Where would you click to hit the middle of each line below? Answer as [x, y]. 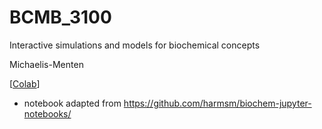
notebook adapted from [72, 103]
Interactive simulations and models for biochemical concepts [135, 45]
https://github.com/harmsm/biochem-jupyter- [217, 103]
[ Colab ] [25, 83]
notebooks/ [47, 113]
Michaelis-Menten [46, 64]
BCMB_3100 [60, 17]
